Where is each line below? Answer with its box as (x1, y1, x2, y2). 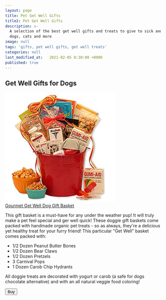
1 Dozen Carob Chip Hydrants (12, 264, 73, 270)
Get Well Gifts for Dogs (5, 79, 77, 87)
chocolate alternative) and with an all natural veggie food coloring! (5, 279, 140, 285)
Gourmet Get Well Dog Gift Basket (5, 203, 75, 209)
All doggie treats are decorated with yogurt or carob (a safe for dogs (5, 273, 145, 279)
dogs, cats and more (9, 34, 52, 39)
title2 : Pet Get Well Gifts (5, 18, 63, 23)
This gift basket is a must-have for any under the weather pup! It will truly (5, 213, 155, 218)
